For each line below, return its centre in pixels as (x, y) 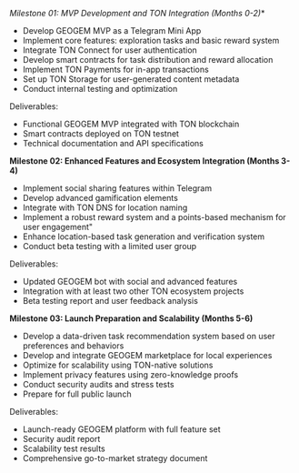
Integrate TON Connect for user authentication (110, 50)
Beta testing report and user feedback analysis (110, 301)
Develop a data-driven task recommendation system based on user (149, 336)
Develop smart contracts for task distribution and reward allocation (148, 60)
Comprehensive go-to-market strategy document (115, 458)
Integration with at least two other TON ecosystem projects (133, 291)
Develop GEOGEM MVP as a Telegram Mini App (112, 30)
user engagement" (58, 227)
